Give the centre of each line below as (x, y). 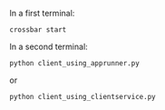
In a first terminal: (42, 13)
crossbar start (38, 30)
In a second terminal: (49, 46)
